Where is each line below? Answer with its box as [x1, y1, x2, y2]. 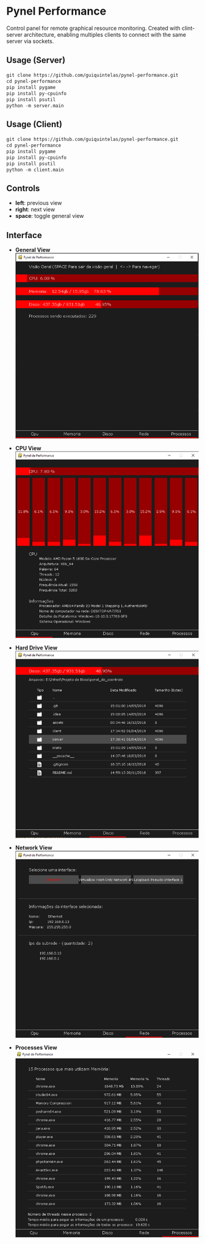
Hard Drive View [15, 644, 58, 651]
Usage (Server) [6, 55, 66, 65]
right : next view [15, 206, 56, 213]
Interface [6, 230, 42, 240]
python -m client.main [6, 167, 64, 173]
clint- [181, 24, 195, 32]
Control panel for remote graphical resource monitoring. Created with [6, 24, 181, 32]
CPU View [15, 444, 41, 452]
